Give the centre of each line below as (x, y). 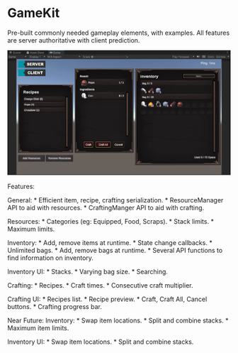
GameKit (34, 13)
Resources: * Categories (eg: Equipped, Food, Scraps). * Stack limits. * (111, 222)
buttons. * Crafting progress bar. (55, 307)
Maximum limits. (31, 229)
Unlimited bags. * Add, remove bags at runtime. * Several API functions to (115, 251)
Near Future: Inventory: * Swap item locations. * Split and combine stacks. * (118, 320)
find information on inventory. (51, 258)
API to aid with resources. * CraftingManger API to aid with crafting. (106, 208)
